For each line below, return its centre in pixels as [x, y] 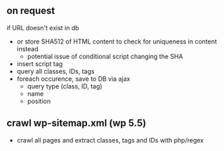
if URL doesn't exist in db [43, 27]
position [39, 101]
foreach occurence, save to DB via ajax [73, 79]
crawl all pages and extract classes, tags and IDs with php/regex [110, 140]
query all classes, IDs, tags [55, 71]
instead [28, 48]
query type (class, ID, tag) [65, 86]
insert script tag [40, 64]
